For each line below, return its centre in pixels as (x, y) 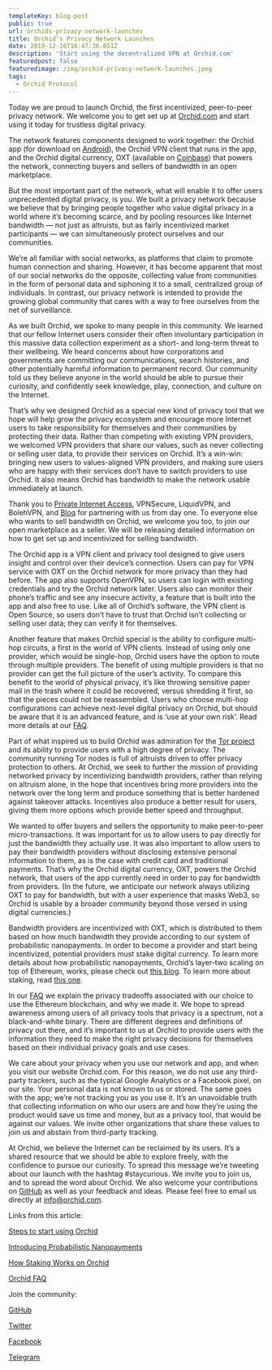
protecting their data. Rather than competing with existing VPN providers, (131, 436)
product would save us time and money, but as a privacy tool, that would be (135, 1115)
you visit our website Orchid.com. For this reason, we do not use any (123, 1071)
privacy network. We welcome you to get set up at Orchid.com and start (129, 115)
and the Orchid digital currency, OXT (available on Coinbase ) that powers (131, 157)
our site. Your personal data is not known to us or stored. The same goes (130, 1089)
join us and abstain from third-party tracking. (84, 1132)
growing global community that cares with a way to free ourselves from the (134, 301)
